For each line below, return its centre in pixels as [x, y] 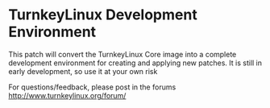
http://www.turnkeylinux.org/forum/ [67, 95]
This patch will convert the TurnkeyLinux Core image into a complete [123, 54]
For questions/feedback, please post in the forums [92, 87]
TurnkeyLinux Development [103, 15]
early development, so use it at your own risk [83, 71]
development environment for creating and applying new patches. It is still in [135, 63]
